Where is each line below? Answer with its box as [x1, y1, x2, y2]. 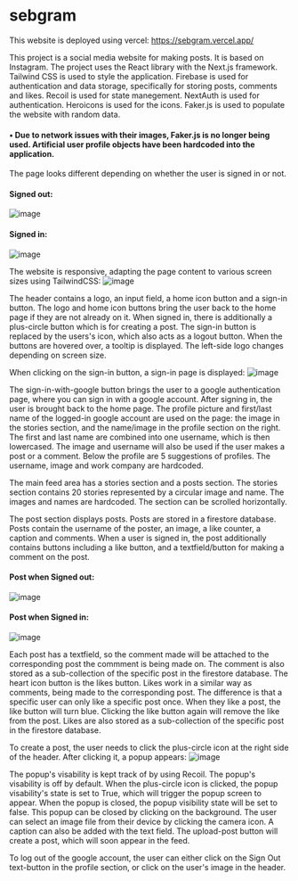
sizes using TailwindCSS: [9, 276, 101, 286]
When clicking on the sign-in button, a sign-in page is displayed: [9, 366, 246, 377]
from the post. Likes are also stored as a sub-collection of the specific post [9, 715, 285, 726]
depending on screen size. [9, 350, 107, 360]
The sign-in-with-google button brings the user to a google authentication [9, 384, 281, 395]
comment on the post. [9, 551, 91, 562]
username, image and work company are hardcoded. [9, 460, 204, 471]
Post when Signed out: [9, 572, 95, 582]
